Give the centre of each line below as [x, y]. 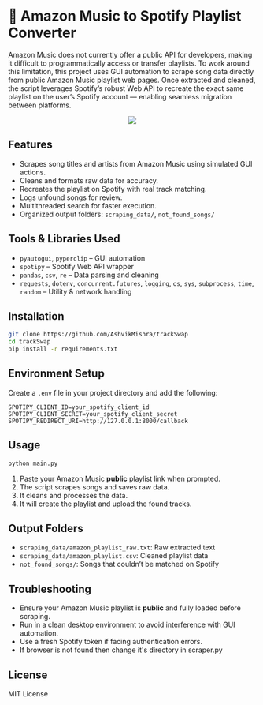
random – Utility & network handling [76, 291]
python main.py [33, 463]
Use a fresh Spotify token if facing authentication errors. [111, 642]
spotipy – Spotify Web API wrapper [76, 266]
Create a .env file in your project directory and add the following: [113, 392]
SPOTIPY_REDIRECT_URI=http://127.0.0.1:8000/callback [98, 421]
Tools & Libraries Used [64, 239]
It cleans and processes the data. [74, 495]
